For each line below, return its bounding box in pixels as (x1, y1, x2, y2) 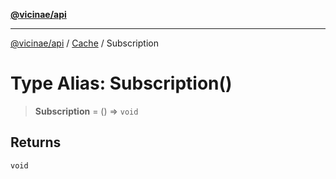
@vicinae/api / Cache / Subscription (10, 37, 159, 49)
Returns (10, 134, 62, 151)
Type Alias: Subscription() (10, 72, 233, 95)
